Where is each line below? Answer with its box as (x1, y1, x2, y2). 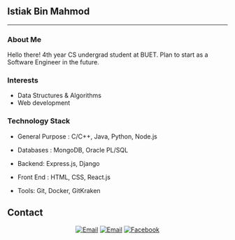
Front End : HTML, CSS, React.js (17, 173, 111, 181)
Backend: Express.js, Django (17, 159, 100, 167)
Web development (17, 99, 71, 107)
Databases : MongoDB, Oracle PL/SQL (17, 146, 129, 154)
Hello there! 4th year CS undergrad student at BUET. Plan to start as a (7, 50, 208, 59)
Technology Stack (7, 116, 71, 126)
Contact (7, 206, 43, 219)
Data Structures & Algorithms (17, 91, 101, 100)
